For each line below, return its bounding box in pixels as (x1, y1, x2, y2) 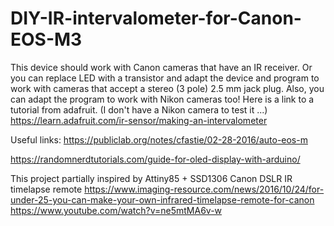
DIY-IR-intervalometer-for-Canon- (10, 7, 302, 30)
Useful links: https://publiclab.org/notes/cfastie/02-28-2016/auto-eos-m (10, 133, 308, 146)
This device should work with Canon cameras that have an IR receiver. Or (10, 61, 313, 73)
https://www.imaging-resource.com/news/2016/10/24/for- (84, 183, 325, 195)
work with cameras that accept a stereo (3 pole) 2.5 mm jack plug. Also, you (10, 82, 325, 94)
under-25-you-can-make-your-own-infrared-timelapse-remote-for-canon (10, 193, 315, 206)
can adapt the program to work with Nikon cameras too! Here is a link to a (10, 93, 315, 105)
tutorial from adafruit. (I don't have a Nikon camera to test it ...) (10, 103, 268, 116)
